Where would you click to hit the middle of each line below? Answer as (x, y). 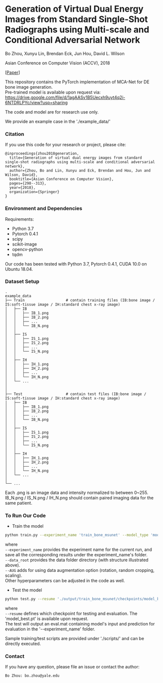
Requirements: (19, 219)
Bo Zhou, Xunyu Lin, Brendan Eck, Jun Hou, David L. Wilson (65, 53)
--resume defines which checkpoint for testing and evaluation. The (71, 613)
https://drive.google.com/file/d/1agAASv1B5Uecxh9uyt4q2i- (65, 97)
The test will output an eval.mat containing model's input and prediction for (80, 624)
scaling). (14, 575)
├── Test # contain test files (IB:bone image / (76, 394)
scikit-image (24, 244)
